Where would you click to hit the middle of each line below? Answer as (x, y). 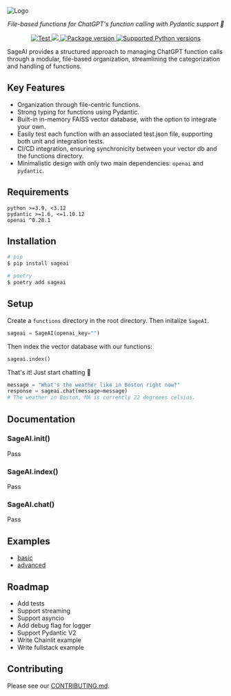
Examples (29, 541)
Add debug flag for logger (54, 626)
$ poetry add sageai (37, 283)
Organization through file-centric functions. (79, 104)
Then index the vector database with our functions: (80, 346)
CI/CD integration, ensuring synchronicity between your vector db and (117, 148)
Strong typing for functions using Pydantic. (78, 112)
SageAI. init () (29, 439)
